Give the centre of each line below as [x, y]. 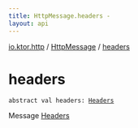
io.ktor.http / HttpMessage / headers [69, 46]
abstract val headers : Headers [61, 101]
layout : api [28, 23]
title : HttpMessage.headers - [60, 16]
